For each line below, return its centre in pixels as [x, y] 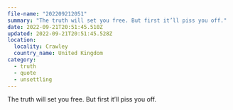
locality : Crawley [41, 47]
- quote [25, 73]
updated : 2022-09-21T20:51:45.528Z [60, 33]
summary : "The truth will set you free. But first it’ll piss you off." [117, 20]
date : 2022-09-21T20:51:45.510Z [55, 27]
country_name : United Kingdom [58, 54]
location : [22, 40]
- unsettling [33, 79]
